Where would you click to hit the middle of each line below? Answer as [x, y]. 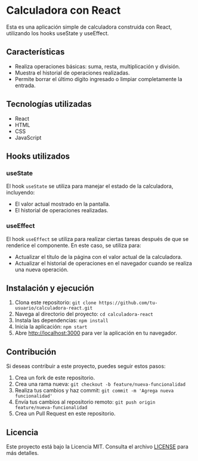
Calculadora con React [64, 10]
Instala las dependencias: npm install [61, 320]
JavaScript [28, 137]
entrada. [25, 85]
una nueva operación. [41, 270]
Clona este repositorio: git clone [55, 302]
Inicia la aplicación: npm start [51, 327]
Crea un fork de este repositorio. [55, 378]
